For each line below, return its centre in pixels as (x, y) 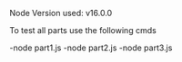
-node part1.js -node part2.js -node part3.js (91, 48)
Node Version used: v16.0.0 (61, 13)
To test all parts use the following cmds (83, 30)
